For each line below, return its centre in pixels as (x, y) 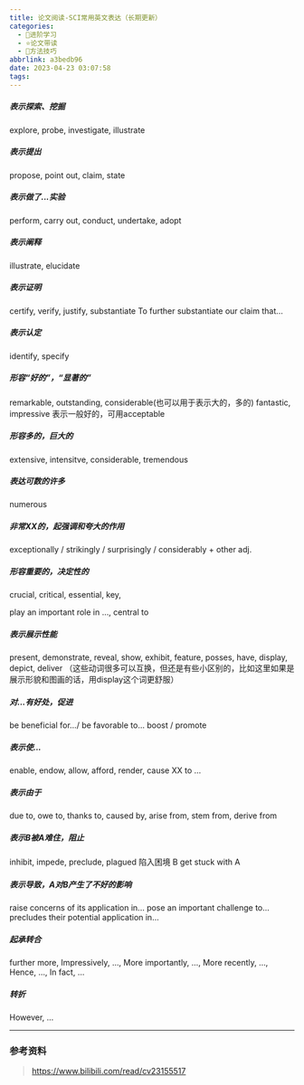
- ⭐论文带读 (38, 43)
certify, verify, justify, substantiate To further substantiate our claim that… (146, 311)
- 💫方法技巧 (37, 52)
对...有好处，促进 (42, 702)
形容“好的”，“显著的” (51, 378)
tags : (19, 77)
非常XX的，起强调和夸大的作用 (67, 526)
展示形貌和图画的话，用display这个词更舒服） (94, 680)
